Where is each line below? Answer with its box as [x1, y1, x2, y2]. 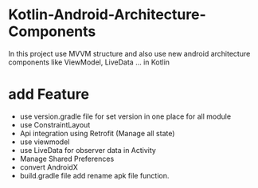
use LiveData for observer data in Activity [19, 145, 157, 155]
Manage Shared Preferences [19, 154, 115, 163]
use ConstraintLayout [19, 119, 91, 129]
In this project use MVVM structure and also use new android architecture [8, 49, 251, 58]
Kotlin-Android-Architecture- [8, 6, 206, 24]
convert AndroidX [19, 162, 78, 172]
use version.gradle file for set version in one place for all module [19, 112, 232, 121]
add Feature [8, 85, 90, 104]
